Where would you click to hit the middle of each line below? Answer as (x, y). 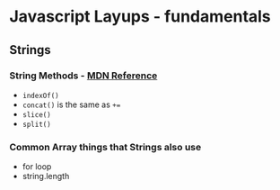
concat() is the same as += (71, 104)
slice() (36, 114)
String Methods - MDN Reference (83, 76)
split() (36, 124)
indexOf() (41, 95)
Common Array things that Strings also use (105, 147)
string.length (46, 176)
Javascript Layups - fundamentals (140, 17)
